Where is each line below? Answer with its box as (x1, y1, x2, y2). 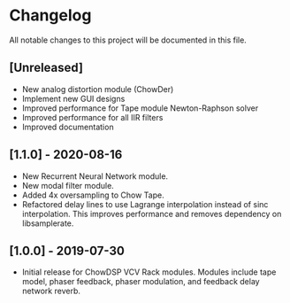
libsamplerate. (21, 218, 74, 229)
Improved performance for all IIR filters (21, 112, 164, 122)
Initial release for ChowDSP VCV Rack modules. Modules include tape (21, 267, 277, 277)
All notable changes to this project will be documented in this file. (9, 35, 248, 45)
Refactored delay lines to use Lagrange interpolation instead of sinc (21, 198, 269, 209)
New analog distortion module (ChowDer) (21, 83, 174, 94)
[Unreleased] (9, 60, 84, 75)
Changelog (9, 5, 92, 26)
